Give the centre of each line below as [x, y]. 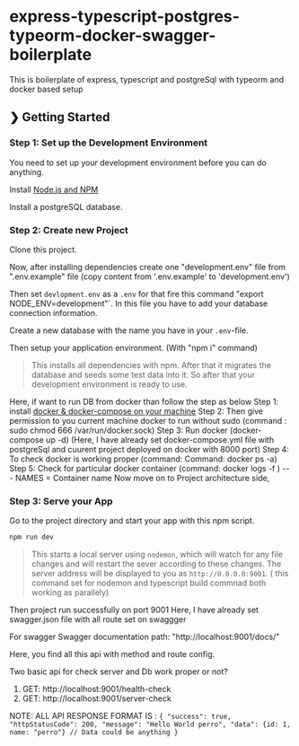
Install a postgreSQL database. [66, 206]
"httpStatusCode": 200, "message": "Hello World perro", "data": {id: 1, [150, 724]
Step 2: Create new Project [69, 230]
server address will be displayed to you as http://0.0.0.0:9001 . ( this [160, 574]
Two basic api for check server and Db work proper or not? [119, 671]
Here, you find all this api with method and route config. [112, 654]
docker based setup [46, 89]
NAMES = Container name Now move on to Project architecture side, [142, 478]
